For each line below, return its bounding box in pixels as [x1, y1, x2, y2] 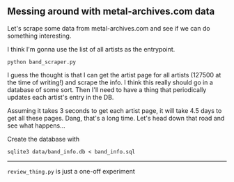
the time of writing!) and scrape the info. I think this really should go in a [7, 78, 214, 86]
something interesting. [7, 31, 72, 40]
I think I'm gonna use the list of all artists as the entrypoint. [7, 45, 175, 53]
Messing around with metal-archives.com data [7, 6, 215, 17]
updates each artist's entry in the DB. [7, 93, 114, 101]
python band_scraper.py [7, 59, 77, 66]
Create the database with [7, 135, 80, 143]
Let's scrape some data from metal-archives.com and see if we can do [7, 24, 210, 32]
